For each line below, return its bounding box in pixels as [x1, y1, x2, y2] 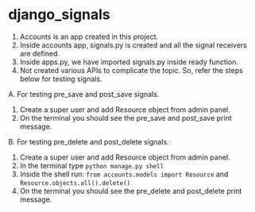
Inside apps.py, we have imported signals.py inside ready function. [19, 57, 238, 67]
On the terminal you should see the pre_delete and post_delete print [19, 186, 242, 195]
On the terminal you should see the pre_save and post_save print [19, 113, 232, 122]
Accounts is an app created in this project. [19, 32, 159, 41]
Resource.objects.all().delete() [19, 179, 131, 187]
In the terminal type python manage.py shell [19, 160, 164, 170]
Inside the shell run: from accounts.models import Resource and [19, 169, 229, 179]
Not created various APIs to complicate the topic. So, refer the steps [19, 65, 244, 75]
